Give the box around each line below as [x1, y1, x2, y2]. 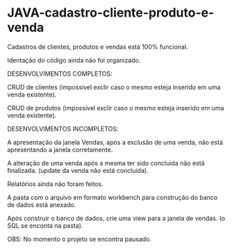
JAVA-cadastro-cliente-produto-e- [7, 5, 215, 21]
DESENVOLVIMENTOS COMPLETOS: [7, 69, 113, 78]
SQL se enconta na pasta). [7, 221, 83, 230]
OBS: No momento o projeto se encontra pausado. [7, 235, 151, 243]
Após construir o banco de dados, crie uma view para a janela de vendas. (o [7, 214, 226, 222]
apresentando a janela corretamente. [7, 145, 113, 153]
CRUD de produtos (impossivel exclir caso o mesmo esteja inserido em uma [7, 103, 224, 112]
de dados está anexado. [7, 200, 76, 209]
